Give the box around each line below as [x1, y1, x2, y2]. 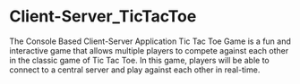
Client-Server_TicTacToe [9, 6, 197, 27]
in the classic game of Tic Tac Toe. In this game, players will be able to [9, 55, 270, 65]
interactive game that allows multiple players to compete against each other [9, 45, 289, 55]
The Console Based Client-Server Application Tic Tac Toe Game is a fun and [9, 36, 291, 46]
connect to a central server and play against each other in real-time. [9, 64, 261, 75]
